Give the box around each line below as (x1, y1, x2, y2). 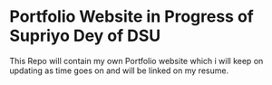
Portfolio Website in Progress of (9, 6, 254, 27)
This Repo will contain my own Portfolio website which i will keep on (9, 55, 264, 66)
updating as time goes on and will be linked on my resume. (9, 65, 229, 76)
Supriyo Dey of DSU (9, 25, 161, 46)
